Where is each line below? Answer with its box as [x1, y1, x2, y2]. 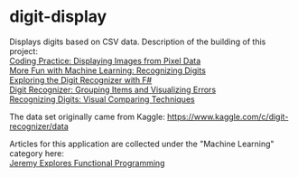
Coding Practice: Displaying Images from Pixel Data [9, 55, 201, 66]
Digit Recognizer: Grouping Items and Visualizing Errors [9, 84, 217, 95]
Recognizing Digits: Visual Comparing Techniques [9, 93, 196, 105]
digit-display [9, 6, 107, 27]
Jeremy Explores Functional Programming [9, 157, 165, 168]
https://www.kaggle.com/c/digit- [166, 111, 289, 122]
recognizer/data [9, 120, 70, 132]
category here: [9, 147, 65, 159]
